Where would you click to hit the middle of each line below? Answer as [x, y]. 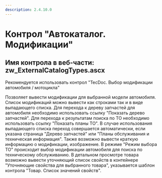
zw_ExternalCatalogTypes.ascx [55, 70]
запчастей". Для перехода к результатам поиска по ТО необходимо [77, 118]
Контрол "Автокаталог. [55, 34]
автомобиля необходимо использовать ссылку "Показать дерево [75, 113]
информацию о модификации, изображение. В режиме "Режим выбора [81, 144]
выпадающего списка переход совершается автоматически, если [75, 128]
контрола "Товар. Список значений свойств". [53, 170]
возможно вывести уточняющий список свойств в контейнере [72, 160]
